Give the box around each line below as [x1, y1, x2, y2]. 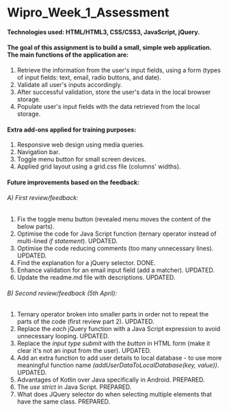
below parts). [16, 222, 55, 230]
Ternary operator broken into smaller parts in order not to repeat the [16, 310, 209, 319]
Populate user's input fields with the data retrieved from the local [16, 102, 200, 110]
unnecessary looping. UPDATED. [16, 332, 109, 340]
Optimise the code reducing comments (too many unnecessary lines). [16, 244, 214, 252]
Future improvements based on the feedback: [7, 178, 140, 186]
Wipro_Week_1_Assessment [7, 5, 170, 21]
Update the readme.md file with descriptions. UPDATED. [16, 273, 176, 282]
